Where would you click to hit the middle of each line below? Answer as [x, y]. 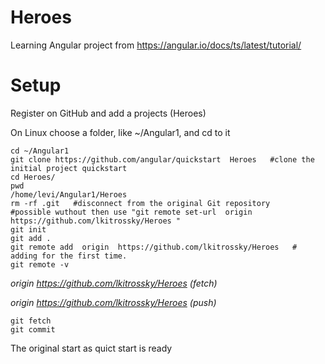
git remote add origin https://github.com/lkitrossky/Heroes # [154, 247]
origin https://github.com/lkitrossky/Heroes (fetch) [114, 283]
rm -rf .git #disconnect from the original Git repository [140, 203]
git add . [31, 238]
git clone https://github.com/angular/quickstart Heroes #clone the [162, 159]
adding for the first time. [69, 256]
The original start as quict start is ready [91, 348]
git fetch [31, 321]
